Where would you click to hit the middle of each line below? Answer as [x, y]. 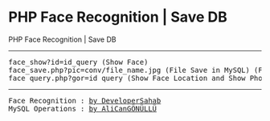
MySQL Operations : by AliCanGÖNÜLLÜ [83, 109]
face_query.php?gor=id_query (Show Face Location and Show [127, 78]
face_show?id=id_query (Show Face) [78, 62]
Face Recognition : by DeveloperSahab [85, 101]
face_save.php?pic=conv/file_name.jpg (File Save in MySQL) [129, 70]
